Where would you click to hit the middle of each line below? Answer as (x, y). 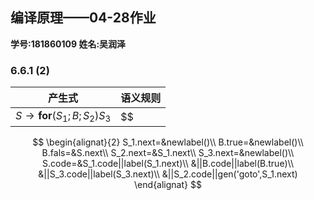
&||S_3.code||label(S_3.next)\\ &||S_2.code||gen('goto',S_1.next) (168, 174)
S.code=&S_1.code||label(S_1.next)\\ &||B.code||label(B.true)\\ (168, 164)
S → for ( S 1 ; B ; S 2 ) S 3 (63, 117)
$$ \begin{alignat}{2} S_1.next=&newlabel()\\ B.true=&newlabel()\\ (168, 142)
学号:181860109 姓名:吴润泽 (68, 44)
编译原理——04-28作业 (83, 18)
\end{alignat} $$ (168, 185)
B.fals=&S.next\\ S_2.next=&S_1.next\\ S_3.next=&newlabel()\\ (168, 153)
